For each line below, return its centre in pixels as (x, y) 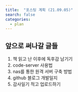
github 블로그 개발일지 (35, 78)
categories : (18, 19)
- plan (17, 24)
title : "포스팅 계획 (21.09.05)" (39, 10)
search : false (20, 15)
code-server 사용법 (33, 65)
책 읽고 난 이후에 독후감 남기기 (43, 59)
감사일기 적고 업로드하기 (37, 84)
